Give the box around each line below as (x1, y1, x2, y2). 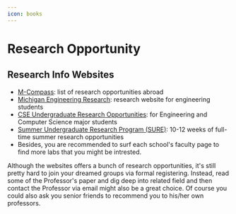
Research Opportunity (7, 40, 141, 57)
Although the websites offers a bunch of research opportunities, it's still (7, 161, 216, 170)
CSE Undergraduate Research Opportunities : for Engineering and (17, 110, 208, 119)
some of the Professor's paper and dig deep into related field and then (7, 176, 213, 184)
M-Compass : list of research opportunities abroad (17, 88, 164, 96)
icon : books (7, 10, 42, 18)
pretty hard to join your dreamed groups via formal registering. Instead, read (7, 169, 230, 177)
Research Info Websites (7, 69, 114, 81)
